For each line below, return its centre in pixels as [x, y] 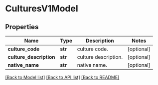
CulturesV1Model [42, 9]
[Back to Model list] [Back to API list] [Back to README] [62, 77]
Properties [22, 27]
